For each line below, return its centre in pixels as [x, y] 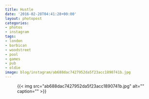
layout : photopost [23, 18]
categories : [17, 23]
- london [14, 41]
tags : [10, 37]
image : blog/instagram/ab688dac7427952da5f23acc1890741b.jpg [68, 72]
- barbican [16, 45]
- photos [14, 28]
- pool [12, 54]
